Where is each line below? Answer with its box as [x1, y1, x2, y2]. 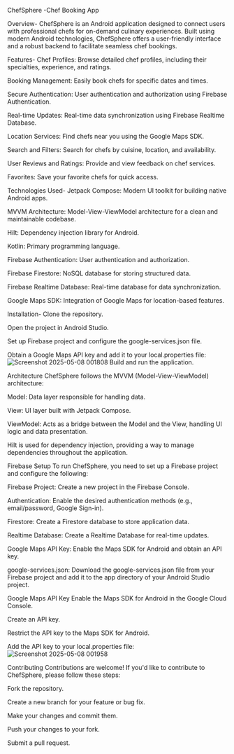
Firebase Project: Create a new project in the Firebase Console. [7, 483, 190, 491]
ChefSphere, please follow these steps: [7, 671, 121, 679]
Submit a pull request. [7, 739, 71, 747]
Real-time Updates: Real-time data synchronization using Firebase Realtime [7, 111, 225, 119]
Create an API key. [7, 615, 61, 623]
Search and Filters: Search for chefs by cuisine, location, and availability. [7, 146, 217, 153]
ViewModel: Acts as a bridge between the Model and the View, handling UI [7, 420, 222, 428]
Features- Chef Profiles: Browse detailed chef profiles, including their [7, 55, 207, 64]
